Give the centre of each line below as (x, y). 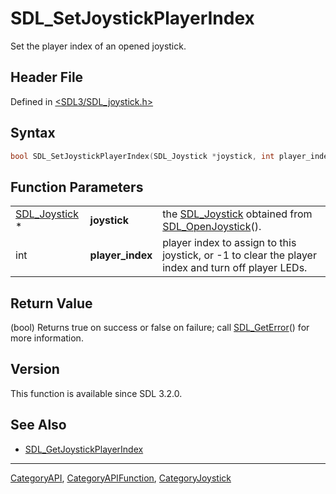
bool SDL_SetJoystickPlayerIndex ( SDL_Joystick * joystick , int (142, 156)
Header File (47, 77)
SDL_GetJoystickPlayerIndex (84, 449)
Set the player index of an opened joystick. (98, 46)
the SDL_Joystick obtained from (237, 214)
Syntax (33, 133)
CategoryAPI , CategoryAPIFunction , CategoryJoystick (121, 478)
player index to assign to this (229, 243)
